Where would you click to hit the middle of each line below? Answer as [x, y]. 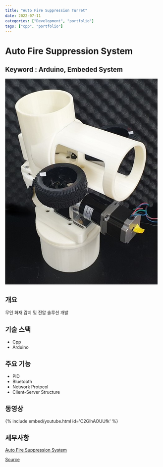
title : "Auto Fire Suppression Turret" [46, 10]
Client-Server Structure [36, 392]
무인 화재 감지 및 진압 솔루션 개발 [37, 312]
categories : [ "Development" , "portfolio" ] [50, 21]
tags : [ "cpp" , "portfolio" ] [34, 26]
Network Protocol [30, 387]
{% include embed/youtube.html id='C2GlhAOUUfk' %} [62, 421]
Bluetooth [22, 381]
